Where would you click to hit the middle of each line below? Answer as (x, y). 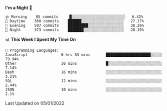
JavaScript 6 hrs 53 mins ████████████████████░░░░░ (84, 55)
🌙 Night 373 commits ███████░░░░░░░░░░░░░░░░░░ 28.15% (74, 30)
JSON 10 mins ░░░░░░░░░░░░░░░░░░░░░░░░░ (84, 90)
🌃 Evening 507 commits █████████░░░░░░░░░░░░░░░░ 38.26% (74, 25)
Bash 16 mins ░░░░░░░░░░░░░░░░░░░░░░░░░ (84, 72)
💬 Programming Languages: (32, 50)
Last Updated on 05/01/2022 (35, 103)
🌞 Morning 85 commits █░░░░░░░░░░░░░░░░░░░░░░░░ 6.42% (74, 17)
